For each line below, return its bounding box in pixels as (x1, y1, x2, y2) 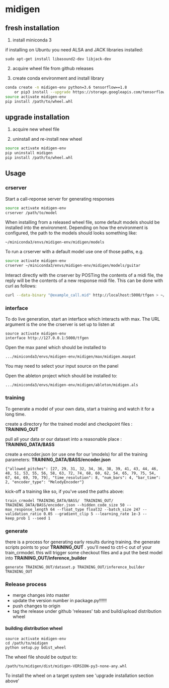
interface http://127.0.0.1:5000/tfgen (5, 335, 89, 341)
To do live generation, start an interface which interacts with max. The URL (5, 316, 160, 322)
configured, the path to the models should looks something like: (5, 230, 137, 236)
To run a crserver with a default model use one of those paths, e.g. (5, 249, 144, 255)
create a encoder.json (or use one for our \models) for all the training (5, 451, 148, 457)
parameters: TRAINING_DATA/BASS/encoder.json (5, 456, 111, 463)
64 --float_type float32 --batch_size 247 (50, 507, 141, 512)
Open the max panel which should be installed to (5, 345, 107, 351)
